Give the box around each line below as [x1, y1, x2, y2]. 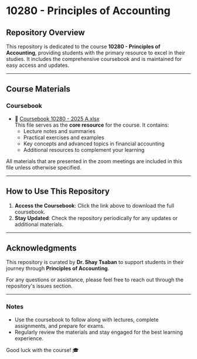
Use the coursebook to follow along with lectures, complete [14, 316, 159, 323]
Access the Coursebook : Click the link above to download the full [14, 202, 175, 209]
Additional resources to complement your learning [23, 146, 145, 153]
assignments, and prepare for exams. [14, 322, 105, 329]
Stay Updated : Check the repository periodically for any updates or [14, 214, 178, 221]
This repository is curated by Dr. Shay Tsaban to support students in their [6, 259, 184, 266]
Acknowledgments [6, 243, 77, 253]
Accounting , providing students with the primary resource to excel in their [6, 49, 186, 56]
